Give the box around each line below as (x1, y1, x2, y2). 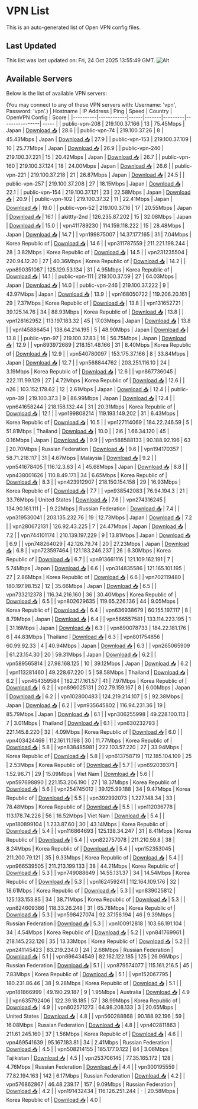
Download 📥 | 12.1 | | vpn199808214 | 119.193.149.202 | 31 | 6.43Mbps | (6, 410, 179, 417)
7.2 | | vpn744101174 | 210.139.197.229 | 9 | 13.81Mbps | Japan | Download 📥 (6, 532, 191, 539)
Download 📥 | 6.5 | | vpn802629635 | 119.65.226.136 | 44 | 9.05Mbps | (6, 597, 179, 605)
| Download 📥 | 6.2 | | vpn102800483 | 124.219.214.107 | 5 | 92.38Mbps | (6, 692, 183, 700)
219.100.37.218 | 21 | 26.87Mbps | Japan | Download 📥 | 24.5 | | (30, 171, 185, 178)
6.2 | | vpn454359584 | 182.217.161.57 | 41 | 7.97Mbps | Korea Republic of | (6, 677, 187, 684)
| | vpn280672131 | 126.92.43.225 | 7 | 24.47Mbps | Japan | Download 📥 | (6, 523, 187, 530)
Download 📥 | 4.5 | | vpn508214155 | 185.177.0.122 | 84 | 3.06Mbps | (6, 1045, 173, 1053)
